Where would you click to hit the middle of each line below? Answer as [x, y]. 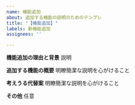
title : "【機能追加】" [32, 23]
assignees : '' [24, 34]
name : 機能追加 [24, 12]
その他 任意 [20, 96]
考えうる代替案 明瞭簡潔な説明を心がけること [63, 83]
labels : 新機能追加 [28, 29]
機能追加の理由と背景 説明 [39, 57]
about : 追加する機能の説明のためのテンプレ [54, 17]
